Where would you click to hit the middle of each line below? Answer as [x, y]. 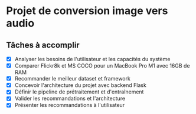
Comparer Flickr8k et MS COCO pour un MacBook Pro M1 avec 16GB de [102, 66]
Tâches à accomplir [43, 45]
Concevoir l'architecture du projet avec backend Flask [80, 85]
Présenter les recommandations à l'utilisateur [70, 105]
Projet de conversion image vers [87, 11]
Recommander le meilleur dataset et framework [73, 79]
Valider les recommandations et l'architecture [70, 99]
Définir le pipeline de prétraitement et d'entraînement [79, 92]
